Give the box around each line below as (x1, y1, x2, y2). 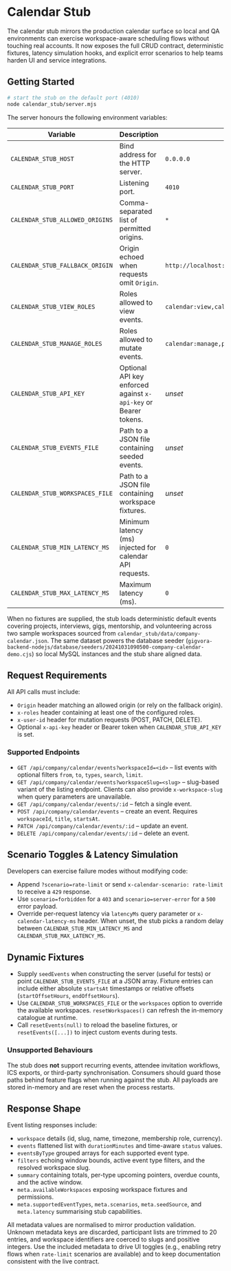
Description (119, 129, 159, 139)
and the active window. (16, 1178, 83, 1186)
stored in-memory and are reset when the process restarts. (7, 1083, 175, 1091)
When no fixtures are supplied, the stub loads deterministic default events (7, 614, 217, 622)
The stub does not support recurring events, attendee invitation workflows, (7, 1061, 220, 1069)
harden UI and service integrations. (7, 56, 107, 64)
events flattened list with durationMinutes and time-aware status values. (16, 1142, 223, 1150)
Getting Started (7, 76, 75, 88)
